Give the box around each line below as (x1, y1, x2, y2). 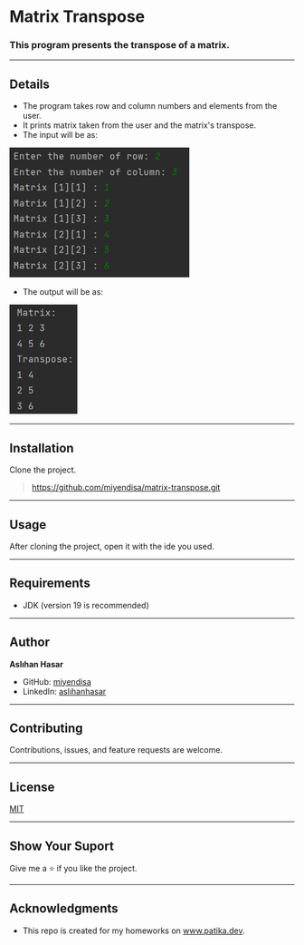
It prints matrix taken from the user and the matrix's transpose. (22, 120, 257, 131)
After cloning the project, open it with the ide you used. (9, 541, 215, 551)
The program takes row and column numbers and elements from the (22, 101, 278, 112)
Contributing (9, 720, 83, 736)
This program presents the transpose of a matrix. (9, 39, 231, 52)
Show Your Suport (9, 838, 115, 853)
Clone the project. (9, 464, 77, 475)
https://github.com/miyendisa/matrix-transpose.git (31, 482, 221, 493)
